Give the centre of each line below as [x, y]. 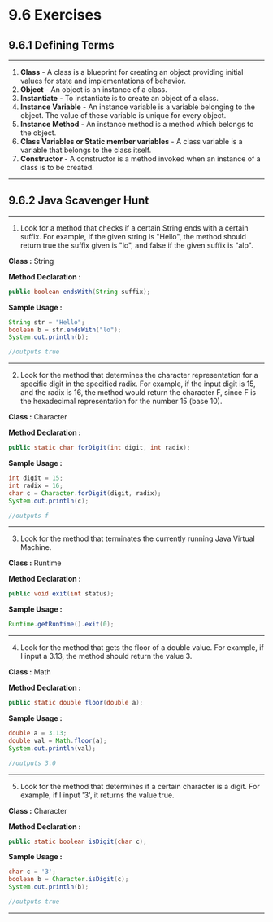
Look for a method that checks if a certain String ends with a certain [134, 228]
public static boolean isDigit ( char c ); [78, 841]
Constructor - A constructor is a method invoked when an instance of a [141, 159]
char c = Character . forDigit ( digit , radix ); [85, 493]
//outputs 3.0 [32, 763]
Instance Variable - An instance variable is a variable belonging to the [138, 107]
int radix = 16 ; [36, 485]
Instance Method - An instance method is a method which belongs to [137, 124]
